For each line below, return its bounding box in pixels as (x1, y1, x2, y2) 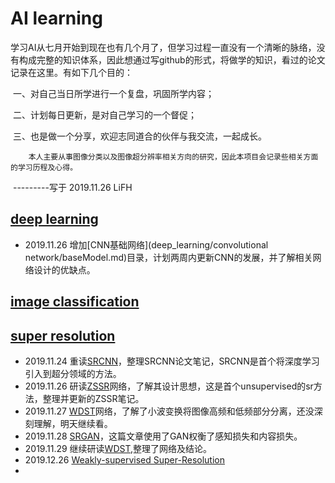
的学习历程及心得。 (10, 162, 78, 172)
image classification (10, 293, 140, 311)
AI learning (10, 7, 103, 30)
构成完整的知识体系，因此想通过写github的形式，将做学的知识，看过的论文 (18, 53, 326, 66)
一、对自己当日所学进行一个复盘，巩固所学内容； (12, 87, 215, 99)
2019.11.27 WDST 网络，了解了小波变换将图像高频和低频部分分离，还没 (24, 405, 315, 417)
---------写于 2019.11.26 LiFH (12, 181, 133, 193)
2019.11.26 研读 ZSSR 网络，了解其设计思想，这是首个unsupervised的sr (24, 380, 314, 392)
